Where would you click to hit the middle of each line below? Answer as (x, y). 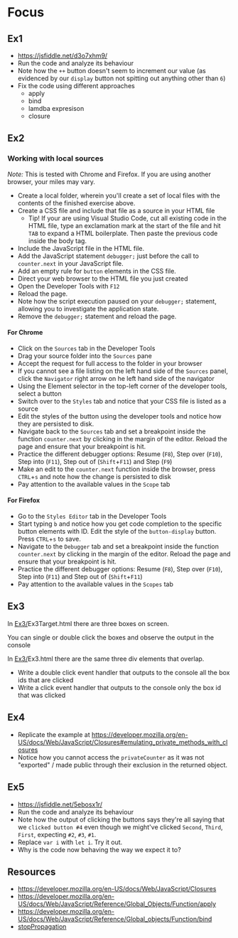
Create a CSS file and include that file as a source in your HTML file (116, 210)
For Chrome (25, 333)
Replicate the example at (54, 734)
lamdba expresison (56, 108)
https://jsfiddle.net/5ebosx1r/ (60, 804)
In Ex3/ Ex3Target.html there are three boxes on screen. (88, 623)
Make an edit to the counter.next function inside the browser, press (117, 469)
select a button (39, 393)
